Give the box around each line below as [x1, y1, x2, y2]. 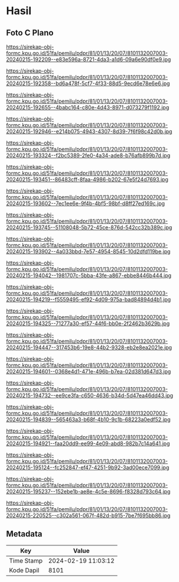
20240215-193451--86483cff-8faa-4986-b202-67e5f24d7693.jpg [6, 176, 168, 183]
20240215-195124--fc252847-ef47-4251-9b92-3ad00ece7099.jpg [6, 464, 170, 471]
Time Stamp [9, 557, 43, 565]
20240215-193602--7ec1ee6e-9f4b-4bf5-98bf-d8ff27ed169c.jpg [6, 200, 165, 207]
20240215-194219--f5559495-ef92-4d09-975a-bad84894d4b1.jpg [6, 296, 171, 303]
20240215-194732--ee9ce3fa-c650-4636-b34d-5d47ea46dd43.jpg [6, 392, 173, 399]
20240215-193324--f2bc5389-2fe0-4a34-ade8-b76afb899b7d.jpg [6, 152, 171, 159]
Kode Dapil [9, 566, 40, 574]
